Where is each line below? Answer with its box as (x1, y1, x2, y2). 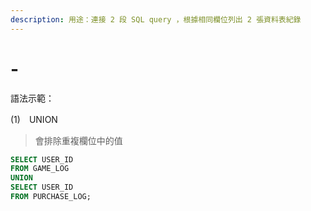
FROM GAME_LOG (10, 164, 70, 174)
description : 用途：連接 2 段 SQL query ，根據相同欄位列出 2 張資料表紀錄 (10, 14, 302, 25)
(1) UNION (10, 113, 58, 125)
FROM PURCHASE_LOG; (10, 192, 92, 202)
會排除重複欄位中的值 (34, 134, 123, 146)
